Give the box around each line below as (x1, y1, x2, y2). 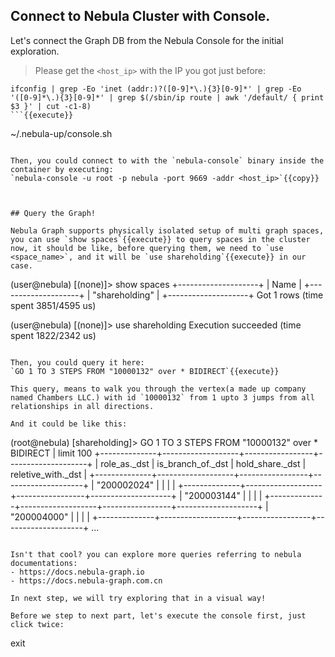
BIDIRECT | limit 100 (10, 447, 93, 459)
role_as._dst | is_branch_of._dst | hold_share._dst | (100, 457, 307, 469)
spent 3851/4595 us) (10, 299, 97, 311)
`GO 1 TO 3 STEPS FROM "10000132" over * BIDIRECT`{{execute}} (10, 366, 280, 376)
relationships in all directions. (10, 401, 155, 411)
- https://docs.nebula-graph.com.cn (10, 575, 163, 586)
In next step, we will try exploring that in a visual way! (10, 593, 267, 603)
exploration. (10, 45, 60, 57)
